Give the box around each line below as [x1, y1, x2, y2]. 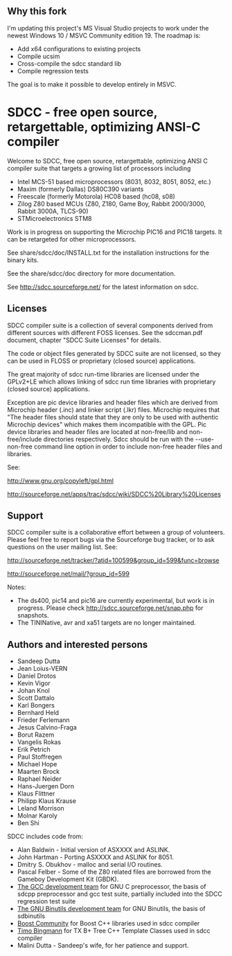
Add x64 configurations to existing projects [17, 44, 141, 53]
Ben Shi [17, 819, 39, 827]
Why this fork [7, 6, 67, 17]
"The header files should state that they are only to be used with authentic [7, 413, 220, 421]
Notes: [7, 583, 26, 591]
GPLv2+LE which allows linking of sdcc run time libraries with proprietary [7, 377, 216, 386]
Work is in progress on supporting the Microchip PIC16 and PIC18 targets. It [7, 228, 222, 236]
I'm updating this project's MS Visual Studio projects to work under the [7, 24, 209, 32]
